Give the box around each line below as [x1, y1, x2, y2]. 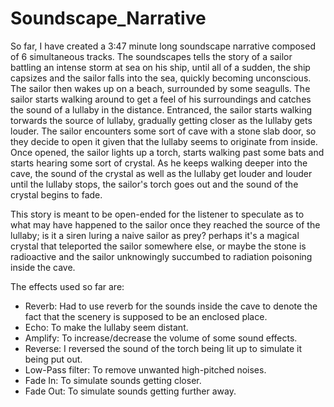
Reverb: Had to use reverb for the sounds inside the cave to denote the [24, 300, 318, 312]
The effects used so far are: [10, 280, 125, 292]
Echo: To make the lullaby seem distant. [24, 321, 189, 333]
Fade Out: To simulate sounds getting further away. [24, 385, 237, 397]
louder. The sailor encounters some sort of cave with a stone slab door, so [10, 125, 317, 137]
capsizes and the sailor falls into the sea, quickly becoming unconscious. [10, 72, 312, 84]
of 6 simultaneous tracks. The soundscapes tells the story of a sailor [10, 50, 293, 62]
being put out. [24, 353, 83, 365]
